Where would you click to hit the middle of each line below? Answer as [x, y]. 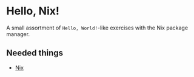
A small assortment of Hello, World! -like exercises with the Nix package [97, 28]
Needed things [35, 53]
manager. [18, 34]
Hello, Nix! [33, 11]
